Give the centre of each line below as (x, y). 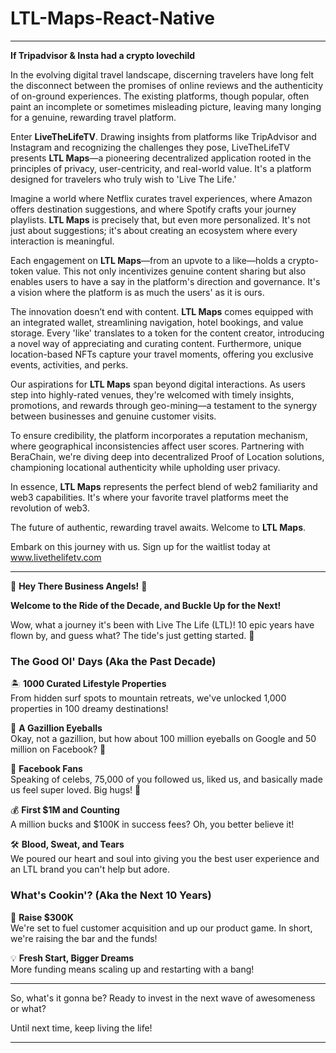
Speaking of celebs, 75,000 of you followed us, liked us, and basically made (166, 779)
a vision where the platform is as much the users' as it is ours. (137, 292)
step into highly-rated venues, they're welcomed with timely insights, (152, 394)
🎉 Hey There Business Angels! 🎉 (79, 586)
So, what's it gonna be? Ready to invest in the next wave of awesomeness (163, 998)
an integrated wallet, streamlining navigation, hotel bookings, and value (157, 322)
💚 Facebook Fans (46, 769)
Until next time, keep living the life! (81, 1028)
